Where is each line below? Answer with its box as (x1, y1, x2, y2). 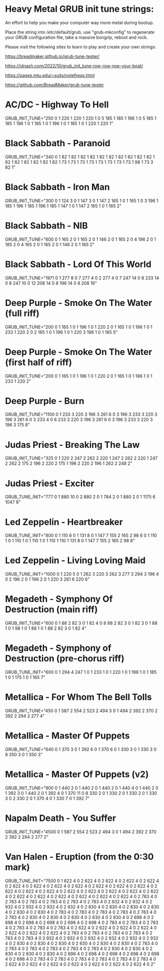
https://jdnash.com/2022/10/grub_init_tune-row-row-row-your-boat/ (5, 63, 143, 69)
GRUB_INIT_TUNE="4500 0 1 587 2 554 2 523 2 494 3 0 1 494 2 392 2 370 (5, 829, 157, 835)
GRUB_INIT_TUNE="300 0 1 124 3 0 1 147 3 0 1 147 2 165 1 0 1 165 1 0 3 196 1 (5, 198, 159, 204)
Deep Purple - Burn (5, 395, 85, 407)
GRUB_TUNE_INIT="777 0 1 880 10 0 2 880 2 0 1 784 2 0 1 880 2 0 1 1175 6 (5, 494, 156, 500)
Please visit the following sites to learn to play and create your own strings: (5, 44, 156, 50)
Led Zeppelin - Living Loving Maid (5, 555, 146, 566)
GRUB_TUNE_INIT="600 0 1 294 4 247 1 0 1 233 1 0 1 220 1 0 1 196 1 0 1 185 (5, 669, 157, 675)
